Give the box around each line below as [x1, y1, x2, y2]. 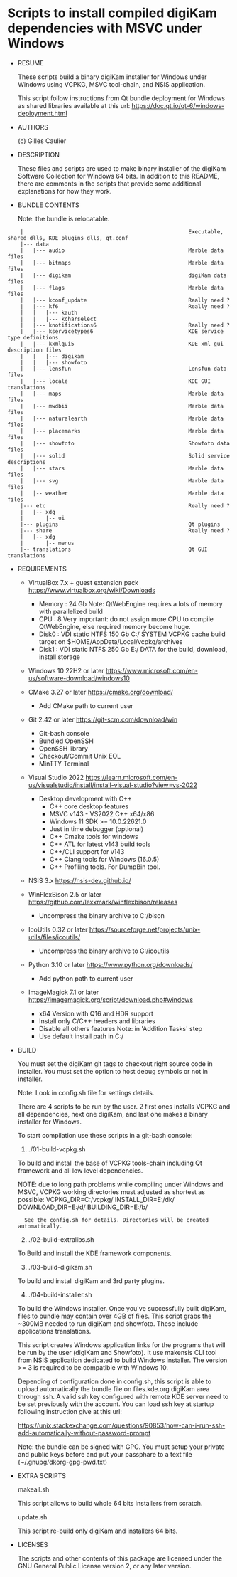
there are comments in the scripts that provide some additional [17, 179, 202, 188]
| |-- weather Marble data [20, 490, 224, 497]
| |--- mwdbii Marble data [20, 402, 224, 410]
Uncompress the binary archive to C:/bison [38, 911, 165, 919]
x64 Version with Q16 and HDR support [38, 1009, 154, 1018]
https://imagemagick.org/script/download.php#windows [28, 995, 194, 1004]
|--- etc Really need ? [20, 502, 231, 510]
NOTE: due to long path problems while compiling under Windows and [17, 1180, 224, 1188]
